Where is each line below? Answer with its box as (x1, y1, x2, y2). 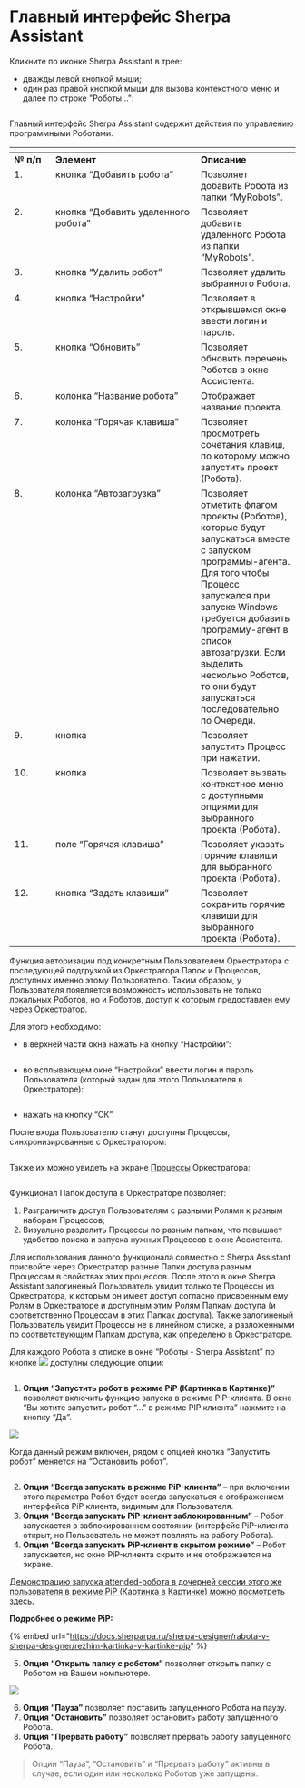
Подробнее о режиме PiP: (9, 1613, 113, 1624)
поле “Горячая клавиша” (55, 837, 164, 850)
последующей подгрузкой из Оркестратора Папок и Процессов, (9, 964, 261, 975)
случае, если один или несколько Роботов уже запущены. (31, 1768, 259, 1779)
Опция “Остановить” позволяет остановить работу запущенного (22, 1712, 279, 1723)
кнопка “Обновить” (55, 341, 141, 353)
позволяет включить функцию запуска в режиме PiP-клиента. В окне (22, 1392, 292, 1403)
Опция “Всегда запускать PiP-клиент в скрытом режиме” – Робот (22, 1539, 286, 1550)
